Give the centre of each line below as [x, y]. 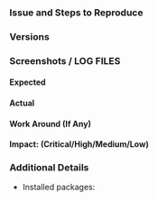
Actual [22, 103]
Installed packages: [59, 187]
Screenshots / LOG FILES [65, 60]
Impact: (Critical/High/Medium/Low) [79, 144]
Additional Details [49, 168]
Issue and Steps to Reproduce [76, 13]
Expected [28, 82]
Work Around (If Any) [51, 123]
